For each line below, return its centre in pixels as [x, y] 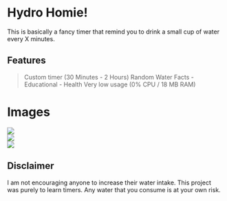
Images [29, 112]
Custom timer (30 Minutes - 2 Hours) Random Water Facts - [109, 77]
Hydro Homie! [47, 13]
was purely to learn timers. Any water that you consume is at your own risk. [114, 189]
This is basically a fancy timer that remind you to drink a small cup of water [113, 32]
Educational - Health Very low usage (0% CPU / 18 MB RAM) [110, 84]
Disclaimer [31, 166]
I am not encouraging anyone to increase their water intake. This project [109, 182]
